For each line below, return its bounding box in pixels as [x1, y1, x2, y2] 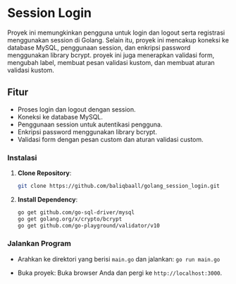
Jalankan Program [7, 239, 72, 249]
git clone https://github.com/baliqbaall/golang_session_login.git [17, 182, 220, 190]
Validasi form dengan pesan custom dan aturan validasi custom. [17, 135, 204, 143]
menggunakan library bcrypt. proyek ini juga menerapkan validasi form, [7, 51, 215, 59]
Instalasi [7, 153, 37, 162]
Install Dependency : [17, 195, 78, 203]
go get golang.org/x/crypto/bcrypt [17, 215, 123, 223]
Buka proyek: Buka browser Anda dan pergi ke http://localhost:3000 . [17, 268, 223, 277]
